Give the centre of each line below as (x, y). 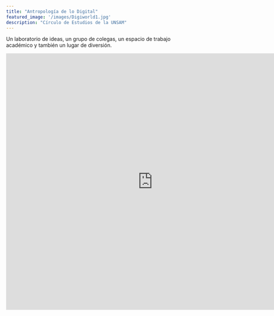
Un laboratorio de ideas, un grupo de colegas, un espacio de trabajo (88, 39)
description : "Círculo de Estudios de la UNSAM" (66, 22)
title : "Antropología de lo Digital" (52, 11)
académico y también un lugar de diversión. (59, 45)
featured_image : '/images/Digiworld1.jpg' (59, 17)
